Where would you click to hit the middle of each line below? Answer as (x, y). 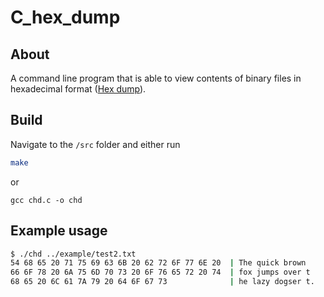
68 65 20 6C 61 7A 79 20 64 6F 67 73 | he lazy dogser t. (162, 282)
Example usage (59, 231)
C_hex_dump (65, 17)
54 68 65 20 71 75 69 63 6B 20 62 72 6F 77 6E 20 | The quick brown (158, 263)
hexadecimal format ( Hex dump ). (78, 89)
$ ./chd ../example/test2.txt (73, 254)
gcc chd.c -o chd (46, 200)
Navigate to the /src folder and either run (95, 144)
